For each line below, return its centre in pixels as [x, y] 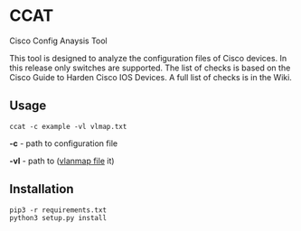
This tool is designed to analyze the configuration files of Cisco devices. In [148, 58]
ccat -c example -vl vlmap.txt [68, 126]
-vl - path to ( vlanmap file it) [62, 161]
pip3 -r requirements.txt [58, 210]
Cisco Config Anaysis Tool [59, 41]
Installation [42, 189]
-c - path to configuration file [64, 143]
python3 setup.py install [58, 217]
